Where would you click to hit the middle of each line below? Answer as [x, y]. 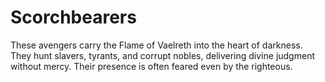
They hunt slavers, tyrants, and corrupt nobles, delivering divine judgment [162, 55]
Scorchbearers [73, 17]
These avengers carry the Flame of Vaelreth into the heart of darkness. [156, 45]
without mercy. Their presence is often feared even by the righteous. [151, 66]
